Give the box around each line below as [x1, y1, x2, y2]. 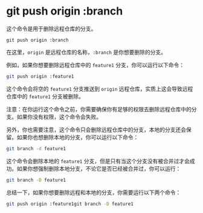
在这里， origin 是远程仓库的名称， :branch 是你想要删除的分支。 [6, 48, 166, 56]
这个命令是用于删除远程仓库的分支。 [6, 25, 97, 32]
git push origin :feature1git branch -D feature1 [6, 201, 134, 207]
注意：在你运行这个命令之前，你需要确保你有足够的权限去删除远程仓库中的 [6, 105, 192, 113]
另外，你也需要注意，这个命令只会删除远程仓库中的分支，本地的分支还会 [6, 126, 186, 133]
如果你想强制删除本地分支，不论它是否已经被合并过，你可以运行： [16, 165, 181, 172]
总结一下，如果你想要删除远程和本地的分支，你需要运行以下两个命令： [6, 189, 181, 196]
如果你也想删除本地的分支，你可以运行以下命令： [16, 133, 139, 140]
